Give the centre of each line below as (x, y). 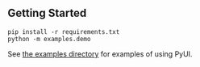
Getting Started (47, 13)
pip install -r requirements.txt (64, 31)
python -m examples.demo (49, 39)
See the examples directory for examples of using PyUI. (100, 54)
